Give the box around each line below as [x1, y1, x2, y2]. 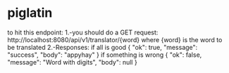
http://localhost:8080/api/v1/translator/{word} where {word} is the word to [7, 35, 223, 44]
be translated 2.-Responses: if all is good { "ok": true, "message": [7, 43, 198, 51]
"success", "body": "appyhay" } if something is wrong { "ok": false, [7, 51, 202, 59]
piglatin [7, 5, 53, 21]
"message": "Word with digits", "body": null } [7, 58, 137, 66]
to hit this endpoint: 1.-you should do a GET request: [7, 28, 159, 36]
